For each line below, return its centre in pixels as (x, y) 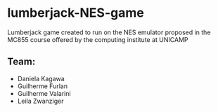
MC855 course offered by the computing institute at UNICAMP (98, 39)
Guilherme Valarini (44, 93)
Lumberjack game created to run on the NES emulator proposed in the (109, 32)
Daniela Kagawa (41, 78)
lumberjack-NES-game (76, 13)
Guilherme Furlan (43, 86)
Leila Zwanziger (40, 101)
